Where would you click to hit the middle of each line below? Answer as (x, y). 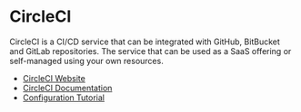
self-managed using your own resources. (86, 61)
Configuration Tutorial (64, 98)
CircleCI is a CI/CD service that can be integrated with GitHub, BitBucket (145, 42)
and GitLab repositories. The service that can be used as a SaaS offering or (150, 51)
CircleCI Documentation (67, 88)
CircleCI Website (54, 78)
